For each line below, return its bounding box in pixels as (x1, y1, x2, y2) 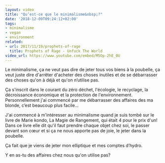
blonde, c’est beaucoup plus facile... (5, 102, 79, 109)
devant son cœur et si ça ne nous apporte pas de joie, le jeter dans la (5, 128, 146, 134)
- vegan (5, 30, 21, 35)
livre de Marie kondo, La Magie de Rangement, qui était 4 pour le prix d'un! (5, 117, 158, 123)
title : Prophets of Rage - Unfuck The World (9, 48, 103, 53)
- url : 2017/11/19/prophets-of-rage (5, 44, 81, 49)
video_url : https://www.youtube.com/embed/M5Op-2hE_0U (5, 53, 121, 58)
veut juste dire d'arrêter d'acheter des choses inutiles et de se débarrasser (5, 72, 158, 78)
